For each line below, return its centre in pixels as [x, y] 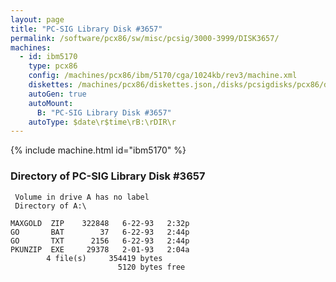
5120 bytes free [151, 267]
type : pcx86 [53, 66]
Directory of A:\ [50, 206]
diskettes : [51, 85]
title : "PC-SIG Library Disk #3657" [86, 29]
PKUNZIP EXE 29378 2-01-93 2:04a [100, 249]
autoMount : [51, 103]
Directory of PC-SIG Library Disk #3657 [108, 176]
